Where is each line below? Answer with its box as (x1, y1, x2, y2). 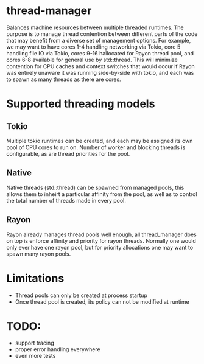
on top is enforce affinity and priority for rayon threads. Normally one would (6, 237, 196, 244)
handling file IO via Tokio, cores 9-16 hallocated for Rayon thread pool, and (6, 49, 194, 57)
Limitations (6, 271, 65, 285)
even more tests (15, 352, 56, 360)
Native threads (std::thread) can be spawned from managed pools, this (6, 184, 185, 191)
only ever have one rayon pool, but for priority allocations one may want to (6, 243, 194, 251)
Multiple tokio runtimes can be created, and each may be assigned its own (6, 137, 193, 144)
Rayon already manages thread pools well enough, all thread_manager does (6, 231, 197, 238)
